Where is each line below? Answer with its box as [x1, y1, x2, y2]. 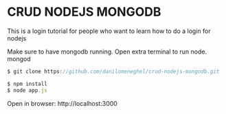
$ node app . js [7, 87, 48, 93]
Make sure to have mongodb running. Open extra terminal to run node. [7, 47, 207, 56]
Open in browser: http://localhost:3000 [7, 99, 118, 107]
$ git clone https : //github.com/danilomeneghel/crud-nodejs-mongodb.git [7, 68, 220, 75]
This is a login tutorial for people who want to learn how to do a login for [7, 27, 211, 35]
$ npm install [7, 80, 48, 87]
